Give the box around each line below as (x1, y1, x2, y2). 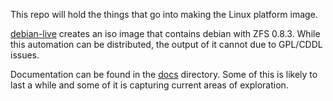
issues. (10, 49, 40, 61)
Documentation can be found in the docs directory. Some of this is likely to (10, 69, 318, 80)
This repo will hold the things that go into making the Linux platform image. (10, 9, 318, 20)
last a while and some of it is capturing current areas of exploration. (10, 79, 289, 91)
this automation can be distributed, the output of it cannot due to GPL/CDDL (10, 39, 323, 50)
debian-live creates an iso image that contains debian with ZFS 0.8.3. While (10, 28, 321, 39)
